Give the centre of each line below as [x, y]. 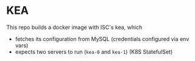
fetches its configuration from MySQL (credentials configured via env [102, 39]
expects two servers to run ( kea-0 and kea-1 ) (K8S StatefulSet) [94, 51]
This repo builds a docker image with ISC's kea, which [74, 27]
